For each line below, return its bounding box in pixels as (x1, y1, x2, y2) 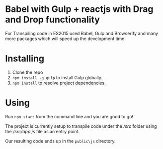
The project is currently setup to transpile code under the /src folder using (5, 123, 158, 129)
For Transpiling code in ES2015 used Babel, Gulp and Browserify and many (5, 30, 158, 36)
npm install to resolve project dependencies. (12, 80, 106, 86)
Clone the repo (12, 69, 43, 75)
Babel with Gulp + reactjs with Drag (5, 3, 154, 15)
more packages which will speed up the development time (5, 36, 125, 42)
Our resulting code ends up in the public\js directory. (5, 138, 116, 144)
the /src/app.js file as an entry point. (5, 128, 80, 134)
